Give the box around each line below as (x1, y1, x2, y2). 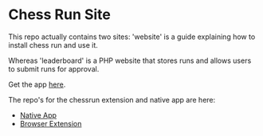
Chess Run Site (8, 6, 112, 24)
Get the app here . (8, 80, 66, 89)
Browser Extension (19, 119, 82, 128)
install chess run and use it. (8, 40, 98, 49)
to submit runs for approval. (8, 64, 100, 73)
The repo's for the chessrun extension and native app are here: (8, 95, 216, 104)
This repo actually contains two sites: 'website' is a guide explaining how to (8, 32, 256, 41)
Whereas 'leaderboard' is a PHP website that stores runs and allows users (8, 56, 252, 65)
